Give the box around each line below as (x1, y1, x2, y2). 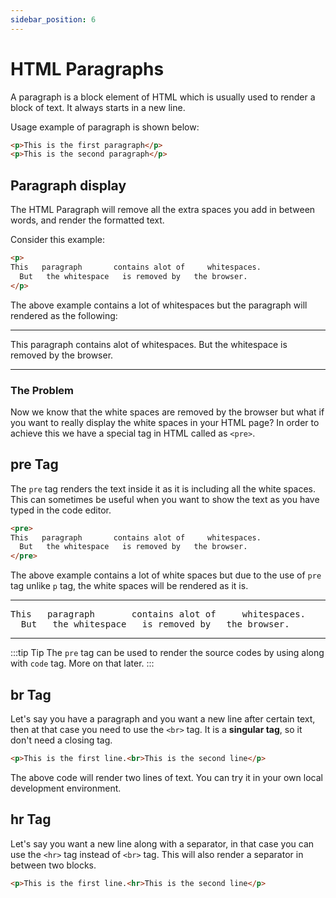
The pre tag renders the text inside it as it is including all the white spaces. (10, 482, 317, 495)
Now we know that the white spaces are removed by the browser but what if (10, 406, 325, 418)
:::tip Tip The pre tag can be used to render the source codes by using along (10, 647, 325, 659)
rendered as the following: (10, 309, 118, 321)
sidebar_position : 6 (10, 14, 97, 25)
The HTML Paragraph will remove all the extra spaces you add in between (10, 204, 316, 216)
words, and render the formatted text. (10, 214, 165, 226)
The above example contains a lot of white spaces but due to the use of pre (10, 569, 322, 581)
